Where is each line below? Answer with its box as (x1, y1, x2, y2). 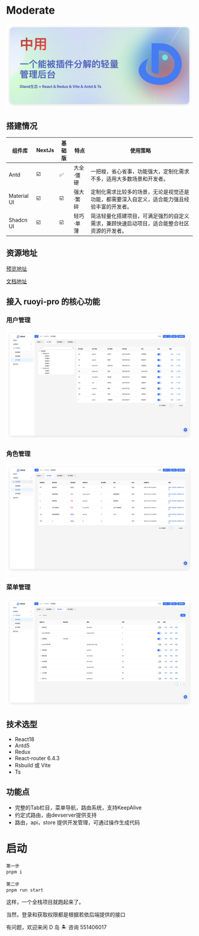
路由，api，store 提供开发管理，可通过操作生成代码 (14, 818, 140, 826)
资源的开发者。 (91, 227, 127, 235)
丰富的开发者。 (95, 203, 133, 210)
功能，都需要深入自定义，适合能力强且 (91, 196, 185, 203)
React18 (14, 735, 34, 743)
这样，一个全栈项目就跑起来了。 (6, 898, 84, 905)
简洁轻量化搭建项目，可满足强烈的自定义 (91, 212, 190, 220)
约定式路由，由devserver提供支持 (14, 811, 97, 818)
